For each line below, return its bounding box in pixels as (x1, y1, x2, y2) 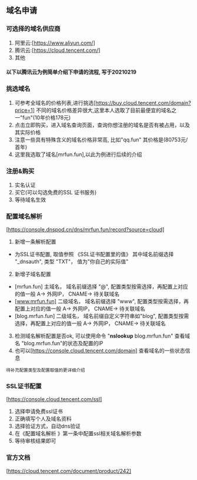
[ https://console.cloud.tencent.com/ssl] (6, 396, 102, 403)
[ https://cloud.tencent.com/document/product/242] (6, 467, 131, 474)
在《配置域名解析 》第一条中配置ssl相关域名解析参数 (14, 430, 142, 437)
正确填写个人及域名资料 (14, 415, 72, 422)
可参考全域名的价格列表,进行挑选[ (14, 99, 96, 106)
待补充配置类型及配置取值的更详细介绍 (6, 368, 85, 373)
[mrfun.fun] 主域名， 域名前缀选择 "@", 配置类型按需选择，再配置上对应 (14, 283, 188, 290)
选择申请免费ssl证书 (14, 408, 63, 415)
